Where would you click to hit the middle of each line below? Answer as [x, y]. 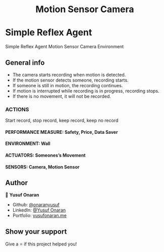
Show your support [36, 231]
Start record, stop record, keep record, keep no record [62, 121]
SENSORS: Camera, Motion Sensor [42, 167]
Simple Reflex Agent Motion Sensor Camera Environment [65, 47]
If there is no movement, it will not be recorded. [62, 96]
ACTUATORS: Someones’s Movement [45, 155]
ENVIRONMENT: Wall [28, 143]
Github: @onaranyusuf [36, 205]
